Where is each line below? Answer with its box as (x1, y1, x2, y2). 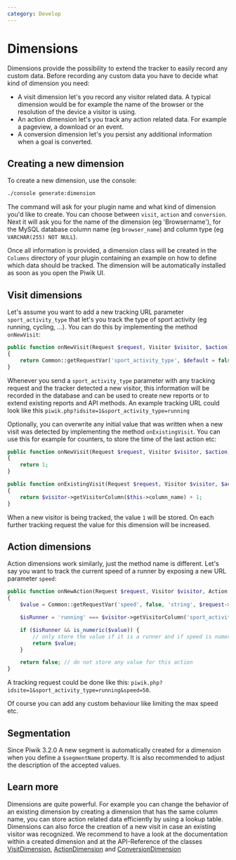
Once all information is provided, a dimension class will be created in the (7, 246, 217, 255)
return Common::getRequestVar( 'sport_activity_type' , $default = (20, 357, 216, 364)
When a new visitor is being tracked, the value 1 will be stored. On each (7, 513, 214, 521)
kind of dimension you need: (7, 79, 90, 87)
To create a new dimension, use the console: (7, 177, 137, 185)
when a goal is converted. (17, 137, 93, 146)
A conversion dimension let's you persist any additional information (17, 129, 212, 138)
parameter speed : (7, 574, 57, 583)
